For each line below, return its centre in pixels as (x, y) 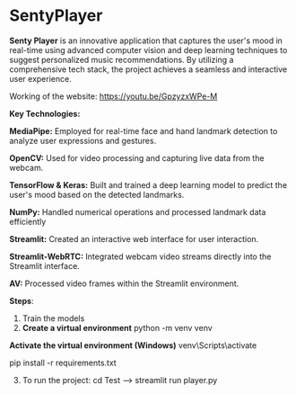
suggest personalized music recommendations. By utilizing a (122, 59)
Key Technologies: (45, 113)
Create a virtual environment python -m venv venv (117, 327)
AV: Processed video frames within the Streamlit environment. (124, 283)
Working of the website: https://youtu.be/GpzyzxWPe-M (113, 96)
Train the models (53, 318)
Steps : (22, 300)
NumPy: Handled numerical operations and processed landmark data (138, 211)
